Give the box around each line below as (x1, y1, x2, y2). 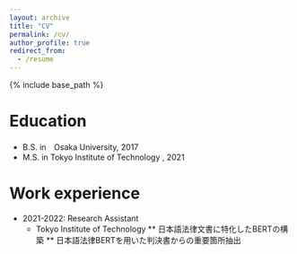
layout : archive (9, 13, 70, 22)
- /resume (17, 55, 54, 64)
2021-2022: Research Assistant (22, 213, 139, 223)
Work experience (9, 183, 141, 204)
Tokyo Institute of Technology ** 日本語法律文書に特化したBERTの (35, 223, 281, 234)
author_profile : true (9, 38, 91, 48)
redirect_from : (9, 47, 66, 56)
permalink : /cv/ (9, 30, 70, 39)
